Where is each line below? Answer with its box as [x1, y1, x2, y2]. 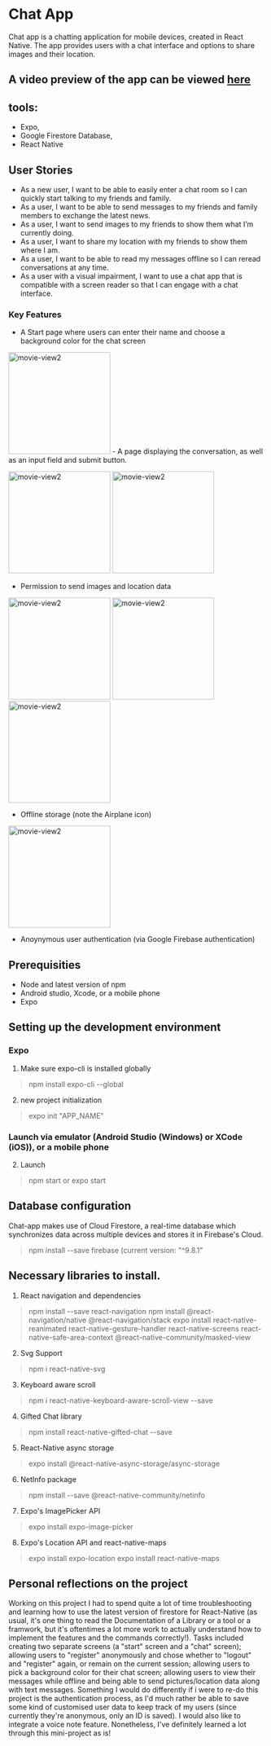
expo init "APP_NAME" [28, 1110, 104, 1120]
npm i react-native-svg [28, 1364, 106, 1374]
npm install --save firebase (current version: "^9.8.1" [28, 1245, 203, 1255]
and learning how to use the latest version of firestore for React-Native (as [8, 1607, 258, 1617]
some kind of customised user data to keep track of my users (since [8, 1702, 238, 1712]
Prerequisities [8, 958, 81, 972]
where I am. [20, 245, 60, 255]
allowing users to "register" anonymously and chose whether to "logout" [8, 1651, 252, 1660]
